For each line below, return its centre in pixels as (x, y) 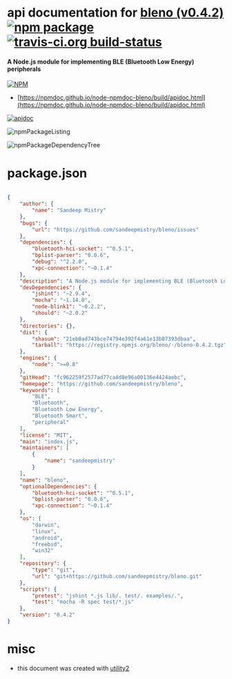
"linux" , (45, 531)
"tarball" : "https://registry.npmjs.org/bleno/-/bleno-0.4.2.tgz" (129, 345)
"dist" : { (34, 332)
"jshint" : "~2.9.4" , (61, 294)
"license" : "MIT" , (46, 435)
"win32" (43, 551)
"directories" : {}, (48, 326)
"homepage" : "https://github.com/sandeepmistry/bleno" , (102, 384)
